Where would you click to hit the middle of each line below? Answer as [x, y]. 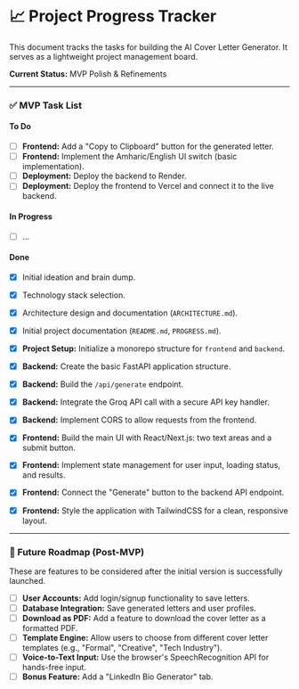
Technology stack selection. [74, 295]
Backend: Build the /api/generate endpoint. [103, 384]
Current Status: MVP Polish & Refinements [88, 74]
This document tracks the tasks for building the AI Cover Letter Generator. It [148, 47]
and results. [44, 475]
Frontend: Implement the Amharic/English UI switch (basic [129, 157]
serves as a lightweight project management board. [104, 56]
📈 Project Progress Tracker [113, 16]
